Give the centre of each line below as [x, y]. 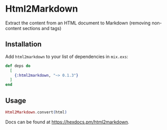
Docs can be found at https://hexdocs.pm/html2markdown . [67, 122]
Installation [23, 44]
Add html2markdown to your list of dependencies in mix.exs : [67, 56]
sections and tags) [42, 28]
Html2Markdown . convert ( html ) [36, 112]
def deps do [18, 66]
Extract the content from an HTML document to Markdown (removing [78, 23]
